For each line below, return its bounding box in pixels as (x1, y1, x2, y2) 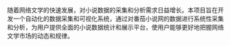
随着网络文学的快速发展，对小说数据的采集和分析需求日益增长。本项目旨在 (7, 6, 218, 14)
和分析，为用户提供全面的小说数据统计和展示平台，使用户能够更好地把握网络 (7, 23, 224, 31)
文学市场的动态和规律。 (7, 32, 74, 40)
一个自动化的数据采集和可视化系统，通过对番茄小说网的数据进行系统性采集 (12, 14, 224, 23)
